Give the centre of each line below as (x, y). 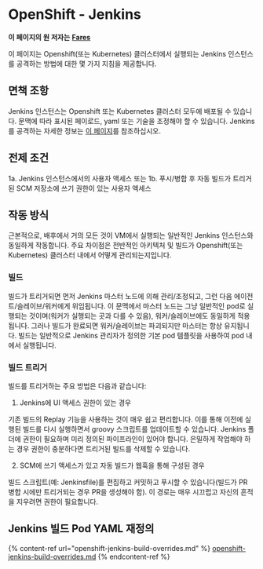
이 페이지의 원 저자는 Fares (49, 37)
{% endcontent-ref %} (134, 556)
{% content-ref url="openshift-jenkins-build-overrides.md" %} (109, 548)
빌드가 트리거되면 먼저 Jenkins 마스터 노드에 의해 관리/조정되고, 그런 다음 (121, 296)
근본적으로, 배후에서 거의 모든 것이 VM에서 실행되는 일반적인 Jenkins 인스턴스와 (131, 235)
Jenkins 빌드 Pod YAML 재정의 (81, 529)
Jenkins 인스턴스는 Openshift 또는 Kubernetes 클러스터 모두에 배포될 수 (120, 111)
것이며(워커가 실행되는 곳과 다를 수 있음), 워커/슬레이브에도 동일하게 (132, 316)
